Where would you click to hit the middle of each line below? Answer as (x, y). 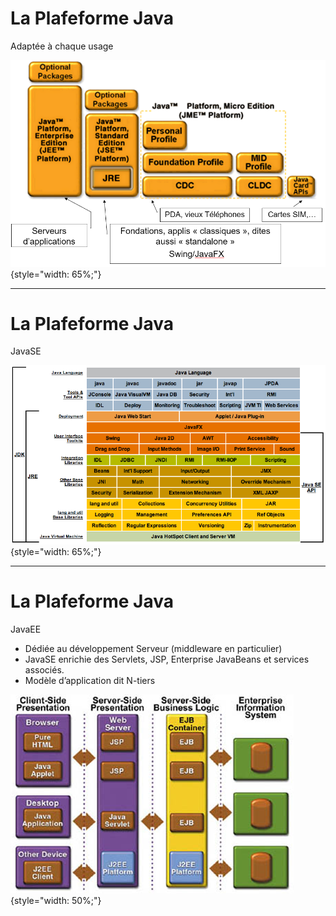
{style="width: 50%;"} (56, 900)
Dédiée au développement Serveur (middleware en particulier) (153, 648)
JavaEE (26, 629)
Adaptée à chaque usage (62, 46)
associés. (44, 669)
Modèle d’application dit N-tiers (90, 680)
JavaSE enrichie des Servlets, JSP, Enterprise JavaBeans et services (167, 659)
